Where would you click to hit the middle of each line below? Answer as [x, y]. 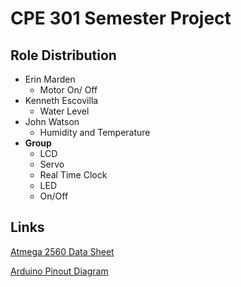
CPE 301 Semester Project [121, 18]
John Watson [52, 121]
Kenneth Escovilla [61, 100]
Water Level [64, 111]
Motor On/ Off [68, 90]
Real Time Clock [73, 175]
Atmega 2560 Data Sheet [62, 251]
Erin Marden [50, 79]
